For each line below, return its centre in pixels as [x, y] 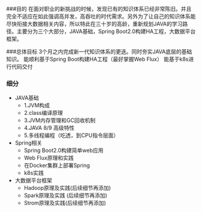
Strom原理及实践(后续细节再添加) [65, 203]
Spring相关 [29, 143]
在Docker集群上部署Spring [57, 165]
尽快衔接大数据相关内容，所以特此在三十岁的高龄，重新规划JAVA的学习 [94, 24]
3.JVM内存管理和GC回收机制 [60, 120]
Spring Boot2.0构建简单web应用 [64, 150]
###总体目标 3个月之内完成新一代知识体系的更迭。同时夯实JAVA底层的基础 [99, 52]
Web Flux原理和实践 [49, 158]
